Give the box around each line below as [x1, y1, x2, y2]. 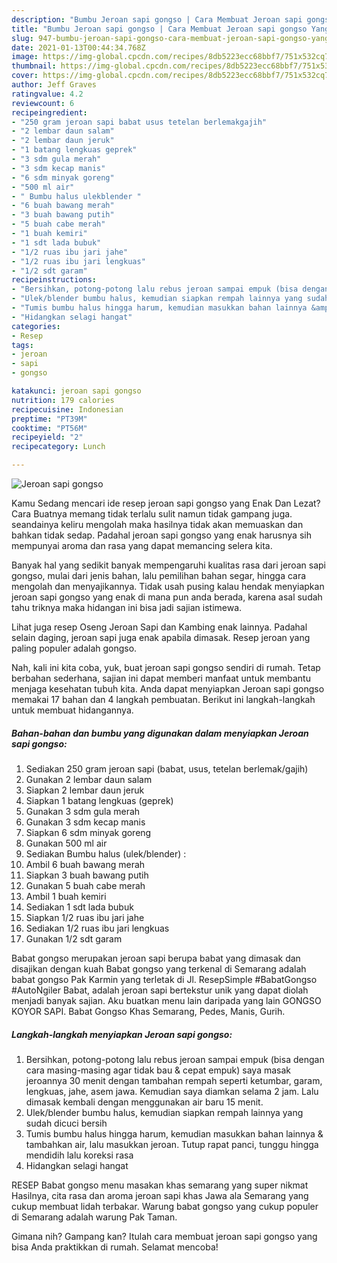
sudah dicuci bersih [25, 1117, 108, 1129]
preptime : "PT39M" [11, 414, 88, 424]
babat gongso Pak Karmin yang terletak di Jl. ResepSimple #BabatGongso [11, 973, 318, 985]
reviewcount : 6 [11, 98, 75, 108]
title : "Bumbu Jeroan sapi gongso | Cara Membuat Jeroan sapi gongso [11, 24, 308, 34]
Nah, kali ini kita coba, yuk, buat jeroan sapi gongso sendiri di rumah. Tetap [11, 662, 321, 673]
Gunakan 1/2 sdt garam [25, 932, 123, 945]
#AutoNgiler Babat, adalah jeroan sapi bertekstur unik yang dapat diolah [11, 984, 309, 996]
